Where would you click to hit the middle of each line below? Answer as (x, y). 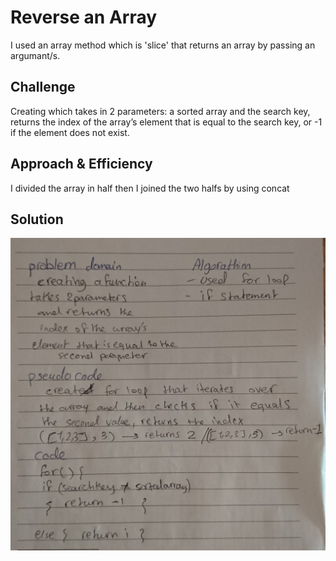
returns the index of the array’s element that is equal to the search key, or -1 (166, 122)
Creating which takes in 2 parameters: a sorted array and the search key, (160, 111)
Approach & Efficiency (81, 164)
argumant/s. (35, 55)
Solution (37, 219)
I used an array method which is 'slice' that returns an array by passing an (163, 45)
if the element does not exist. (70, 132)
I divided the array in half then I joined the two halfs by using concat (150, 188)
